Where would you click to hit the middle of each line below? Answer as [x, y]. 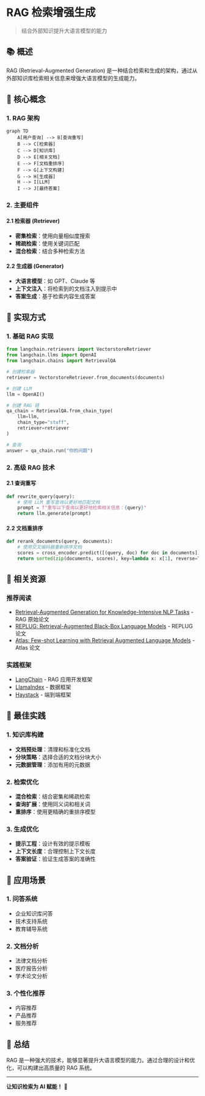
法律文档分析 [31, 961]
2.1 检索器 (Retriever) [33, 220]
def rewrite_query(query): [41, 497]
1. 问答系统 [22, 899]
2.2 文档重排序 [25, 528]
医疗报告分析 [31, 969]
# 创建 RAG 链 [23, 405]
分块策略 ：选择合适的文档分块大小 [58, 757]
